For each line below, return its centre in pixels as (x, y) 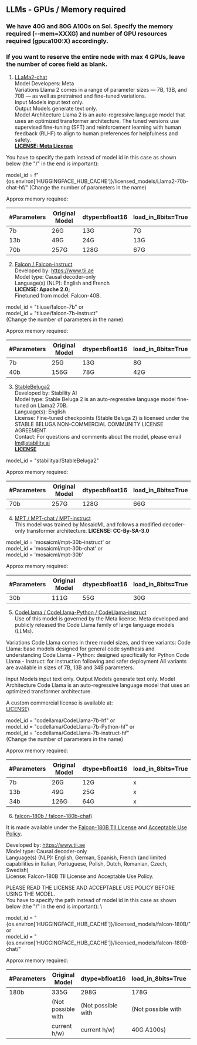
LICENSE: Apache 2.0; (42, 289)
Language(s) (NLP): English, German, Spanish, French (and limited (86, 857)
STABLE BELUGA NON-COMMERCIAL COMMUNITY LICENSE (89, 424)
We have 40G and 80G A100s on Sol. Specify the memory (90, 26)
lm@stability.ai (32, 443)
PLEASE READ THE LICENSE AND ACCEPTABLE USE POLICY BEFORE (91, 887)
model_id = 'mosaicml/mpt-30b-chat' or (55, 548)
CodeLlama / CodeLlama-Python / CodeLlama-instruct (80, 612)
